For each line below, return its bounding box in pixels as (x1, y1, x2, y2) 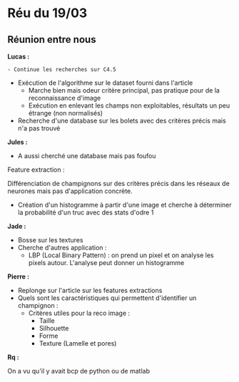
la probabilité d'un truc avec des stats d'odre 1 (17, 208, 154, 217)
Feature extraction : (7, 165, 65, 174)
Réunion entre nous (7, 33, 96, 46)
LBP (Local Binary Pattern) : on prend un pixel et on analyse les (28, 251, 214, 259)
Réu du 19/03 (7, 5, 88, 21)
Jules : (7, 138, 28, 146)
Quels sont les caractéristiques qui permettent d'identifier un (17, 294, 197, 302)
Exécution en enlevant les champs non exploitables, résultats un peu (28, 101, 230, 110)
